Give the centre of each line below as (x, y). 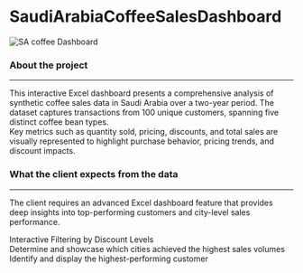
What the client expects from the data (94, 174)
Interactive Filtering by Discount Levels (82, 239)
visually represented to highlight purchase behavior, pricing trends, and (142, 141)
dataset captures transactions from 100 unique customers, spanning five (144, 113)
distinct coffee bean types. (59, 122)
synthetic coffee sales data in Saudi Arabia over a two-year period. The (142, 103)
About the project (49, 65)
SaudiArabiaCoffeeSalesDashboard (146, 17)
